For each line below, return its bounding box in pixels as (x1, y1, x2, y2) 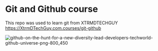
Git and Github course (5, 3, 98, 15)
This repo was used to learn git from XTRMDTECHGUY (5, 20, 118, 26)
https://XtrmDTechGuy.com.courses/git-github (5, 25, 101, 31)
